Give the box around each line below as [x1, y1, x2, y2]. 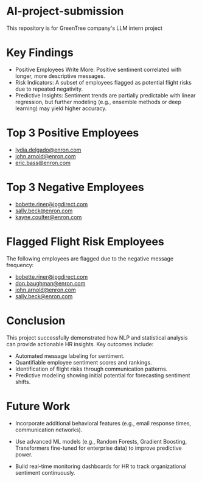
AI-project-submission [6, 4, 124, 18]
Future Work [6, 399, 71, 413]
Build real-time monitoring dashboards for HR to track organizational [15, 463, 187, 470]
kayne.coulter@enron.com [15, 213, 82, 220]
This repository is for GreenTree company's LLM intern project [6, 24, 163, 32]
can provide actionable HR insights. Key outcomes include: [6, 340, 154, 348]
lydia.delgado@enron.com [15, 146, 82, 153]
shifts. [15, 378, 31, 385]
